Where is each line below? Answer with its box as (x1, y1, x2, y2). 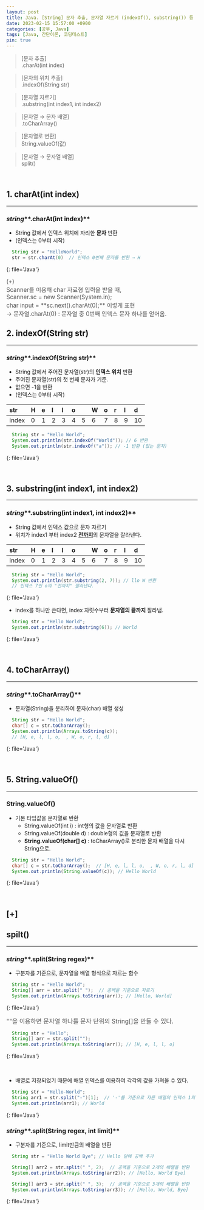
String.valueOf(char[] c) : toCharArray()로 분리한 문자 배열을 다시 (24, 837, 185, 844)
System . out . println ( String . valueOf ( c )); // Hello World (12, 868, 156, 874)
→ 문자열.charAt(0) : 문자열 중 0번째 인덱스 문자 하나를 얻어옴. (6, 310, 167, 317)
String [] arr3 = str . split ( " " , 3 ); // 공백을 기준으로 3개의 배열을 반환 (12, 1181, 190, 1187)
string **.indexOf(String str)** (6, 353, 97, 362)
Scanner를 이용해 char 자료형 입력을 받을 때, (6, 286, 122, 294)
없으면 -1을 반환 (15, 383, 53, 391)
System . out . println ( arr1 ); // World (12, 1100, 104, 1106)
